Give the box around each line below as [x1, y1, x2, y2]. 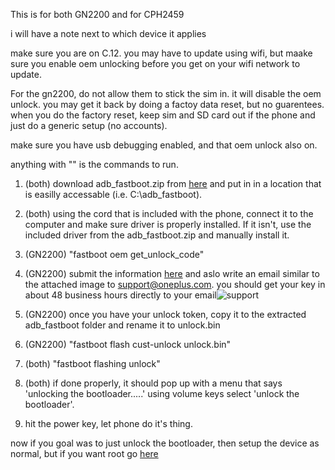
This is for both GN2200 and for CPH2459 [10, 9, 185, 20]
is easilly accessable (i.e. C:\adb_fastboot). [24, 189, 203, 200]
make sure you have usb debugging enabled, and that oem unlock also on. [10, 139, 318, 151]
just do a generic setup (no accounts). [10, 120, 168, 131]
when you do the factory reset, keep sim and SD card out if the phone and [10, 109, 316, 121]
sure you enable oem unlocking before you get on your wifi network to [10, 58, 301, 69]
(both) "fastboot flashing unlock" [24, 358, 161, 369]
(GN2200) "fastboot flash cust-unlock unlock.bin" [24, 339, 232, 350]
